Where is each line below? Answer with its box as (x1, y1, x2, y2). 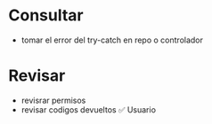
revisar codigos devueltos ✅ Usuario (20, 104, 157, 115)
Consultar (8, 5, 84, 26)
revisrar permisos (20, 95, 86, 105)
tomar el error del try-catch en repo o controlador (20, 35, 204, 45)
